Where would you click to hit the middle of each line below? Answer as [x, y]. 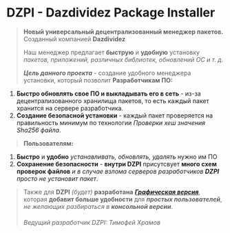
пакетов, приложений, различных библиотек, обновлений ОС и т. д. [123, 59]
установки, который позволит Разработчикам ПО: [98, 80]
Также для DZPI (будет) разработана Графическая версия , [112, 192]
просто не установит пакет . [57, 178]
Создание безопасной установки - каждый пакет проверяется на [115, 115]
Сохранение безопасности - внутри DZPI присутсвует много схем [117, 164]
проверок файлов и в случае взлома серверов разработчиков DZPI [118, 171]
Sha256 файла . [39, 130]
